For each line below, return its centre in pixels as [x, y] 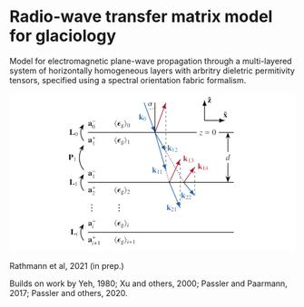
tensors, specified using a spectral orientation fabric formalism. [128, 80]
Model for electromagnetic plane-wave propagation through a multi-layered [151, 61]
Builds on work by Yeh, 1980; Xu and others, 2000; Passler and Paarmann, [148, 283]
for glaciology [63, 36]
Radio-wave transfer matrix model [141, 17]
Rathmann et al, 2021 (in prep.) [67, 265]
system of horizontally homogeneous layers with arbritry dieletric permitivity [152, 71]
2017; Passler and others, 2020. [69, 293]
